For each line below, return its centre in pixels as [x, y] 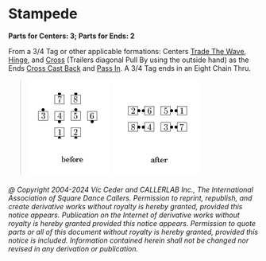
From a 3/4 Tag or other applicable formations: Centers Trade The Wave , [127, 51]
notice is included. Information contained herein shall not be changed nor [129, 240]
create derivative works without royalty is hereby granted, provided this [125, 206]
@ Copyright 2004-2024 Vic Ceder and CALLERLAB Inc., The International [131, 189]
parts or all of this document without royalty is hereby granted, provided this [133, 232]
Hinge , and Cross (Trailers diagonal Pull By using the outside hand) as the [129, 60]
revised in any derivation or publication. [73, 248]
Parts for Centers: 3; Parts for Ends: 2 [71, 36]
